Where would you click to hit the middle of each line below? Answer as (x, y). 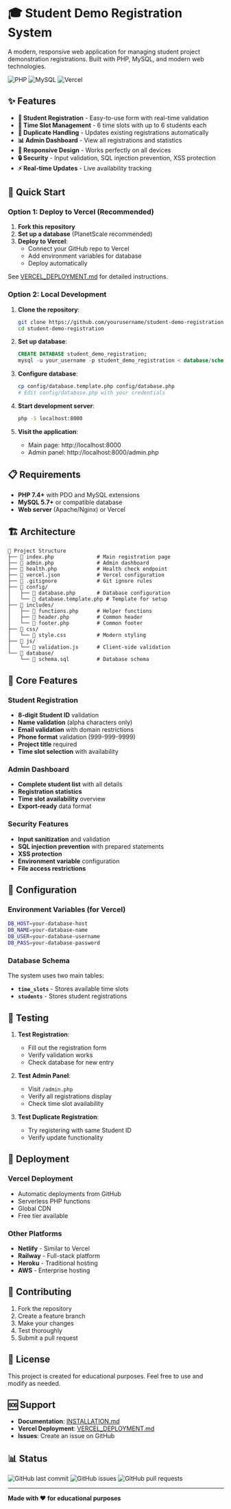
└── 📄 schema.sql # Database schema (85, 660)
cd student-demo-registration (61, 328)
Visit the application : (48, 431)
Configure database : (48, 374)
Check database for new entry (71, 1063)
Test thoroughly (40, 1330)
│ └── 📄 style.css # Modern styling (77, 636)
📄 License (29, 1359)
